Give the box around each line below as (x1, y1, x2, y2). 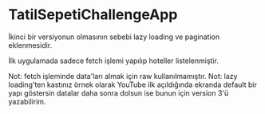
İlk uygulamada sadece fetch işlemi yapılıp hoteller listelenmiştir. (8, 56, 220, 65)
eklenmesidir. (8, 40, 53, 49)
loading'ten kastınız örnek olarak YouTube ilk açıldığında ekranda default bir (8, 80, 257, 89)
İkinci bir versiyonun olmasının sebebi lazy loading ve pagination (8, 32, 220, 41)
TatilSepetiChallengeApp (8, 6, 178, 24)
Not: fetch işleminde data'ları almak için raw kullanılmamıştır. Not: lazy (8, 71, 238, 81)
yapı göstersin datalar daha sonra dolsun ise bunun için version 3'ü (8, 88, 229, 97)
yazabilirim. (8, 96, 46, 106)
